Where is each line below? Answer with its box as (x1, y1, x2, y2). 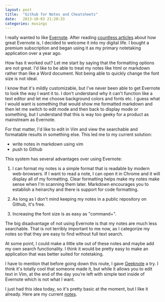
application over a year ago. (5, 50, 62, 56)
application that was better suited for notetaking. (5, 251, 104, 257)
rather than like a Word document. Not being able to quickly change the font (5, 70, 160, 77)
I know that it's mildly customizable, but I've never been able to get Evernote (5, 85, 160, 91)
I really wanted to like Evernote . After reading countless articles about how (5, 35, 156, 41)
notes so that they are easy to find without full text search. (5, 231, 124, 237)
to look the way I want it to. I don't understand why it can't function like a (5, 90, 153, 96)
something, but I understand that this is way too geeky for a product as (5, 112, 149, 118)
